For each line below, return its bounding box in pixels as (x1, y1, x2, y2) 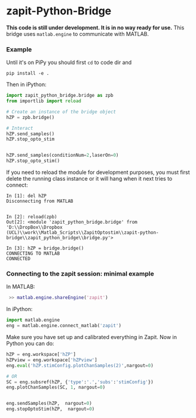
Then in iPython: (6, 81, 47, 88)
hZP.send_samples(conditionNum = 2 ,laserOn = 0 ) (6, 152, 119, 158)
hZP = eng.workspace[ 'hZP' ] (6, 352, 76, 358)
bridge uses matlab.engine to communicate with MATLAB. (6, 30, 149, 37)
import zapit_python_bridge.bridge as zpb (6, 93, 114, 99)
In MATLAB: (6, 283, 35, 291)
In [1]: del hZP (6, 193, 47, 199)
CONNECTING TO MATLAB (6, 251, 60, 257)
